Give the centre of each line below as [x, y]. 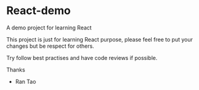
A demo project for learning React [49, 28]
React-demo [39, 11]
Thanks [16, 69]
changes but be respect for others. [50, 46]
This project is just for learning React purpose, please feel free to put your [99, 39]
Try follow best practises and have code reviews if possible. [82, 58]
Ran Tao [26, 81]
